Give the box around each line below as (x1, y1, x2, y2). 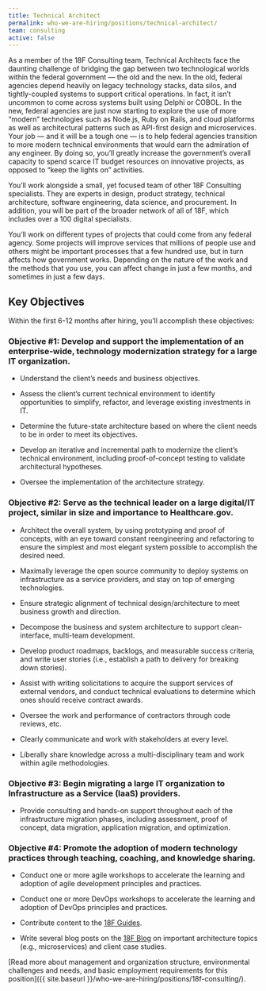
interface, (19, 630, 51, 640)
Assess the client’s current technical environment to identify (19, 389, 215, 399)
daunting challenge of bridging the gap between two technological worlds (8, 64, 249, 74)
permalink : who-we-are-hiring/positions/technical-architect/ (8, 19, 218, 27)
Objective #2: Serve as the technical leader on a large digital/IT (8, 497, 256, 508)
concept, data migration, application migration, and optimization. (19, 823, 231, 832)
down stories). (19, 662, 67, 672)
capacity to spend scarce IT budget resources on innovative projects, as (8, 156, 245, 167)
